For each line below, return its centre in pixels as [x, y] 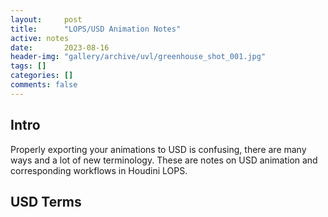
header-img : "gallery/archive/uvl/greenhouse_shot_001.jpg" [138, 57]
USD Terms [46, 201]
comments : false [44, 85]
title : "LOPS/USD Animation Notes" [96, 29]
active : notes [40, 38]
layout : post [46, 19]
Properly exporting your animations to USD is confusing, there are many [158, 149]
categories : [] [42, 76]
